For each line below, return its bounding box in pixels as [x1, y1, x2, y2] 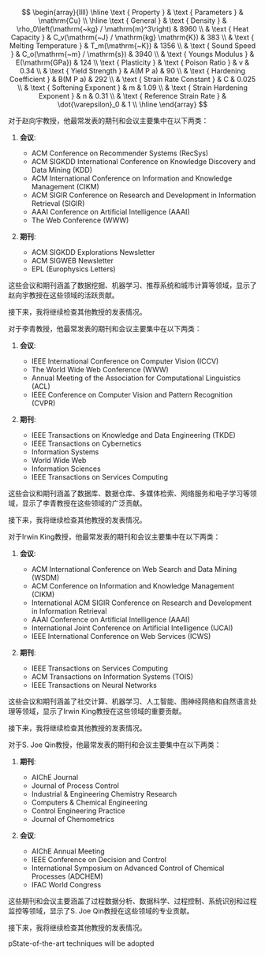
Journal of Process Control [31, 781, 120, 790]
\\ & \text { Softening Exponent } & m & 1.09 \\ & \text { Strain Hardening [17, 83, 248, 92]
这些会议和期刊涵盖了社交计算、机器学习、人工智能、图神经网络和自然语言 [8, 696, 250, 706]
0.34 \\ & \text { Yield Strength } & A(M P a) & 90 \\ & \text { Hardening [19, 66, 246, 75]
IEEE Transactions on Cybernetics [31, 439, 142, 448]
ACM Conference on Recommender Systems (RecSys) [31, 148, 209, 158]
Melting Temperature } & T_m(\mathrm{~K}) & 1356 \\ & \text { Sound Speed [9, 41, 256, 50]
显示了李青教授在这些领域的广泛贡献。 [21, 499, 147, 508]
